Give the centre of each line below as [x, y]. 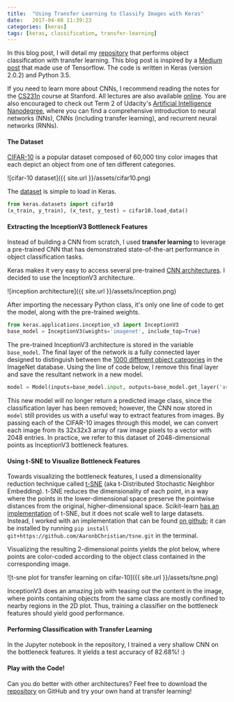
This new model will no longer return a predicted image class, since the [110, 401]
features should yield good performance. [66, 613]
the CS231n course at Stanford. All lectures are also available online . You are [117, 96]
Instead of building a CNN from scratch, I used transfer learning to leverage [117, 242]
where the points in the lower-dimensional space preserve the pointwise [111, 498]
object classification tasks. [45, 257]
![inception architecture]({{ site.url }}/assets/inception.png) [92, 291]
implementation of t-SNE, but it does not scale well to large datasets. [106, 514]
